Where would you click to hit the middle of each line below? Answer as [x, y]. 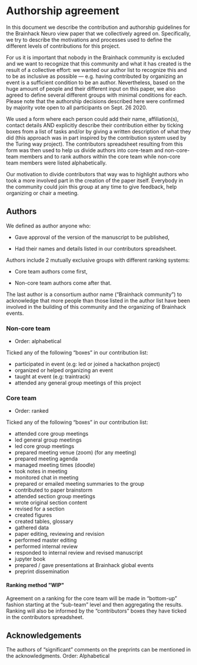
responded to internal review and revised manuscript [79, 553]
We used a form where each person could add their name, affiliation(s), [93, 118]
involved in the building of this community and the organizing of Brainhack [96, 307]
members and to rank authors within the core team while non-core [100, 156]
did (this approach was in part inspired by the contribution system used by [96, 137]
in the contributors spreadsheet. [45, 617]
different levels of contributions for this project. [63, 46]
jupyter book [30, 559]
